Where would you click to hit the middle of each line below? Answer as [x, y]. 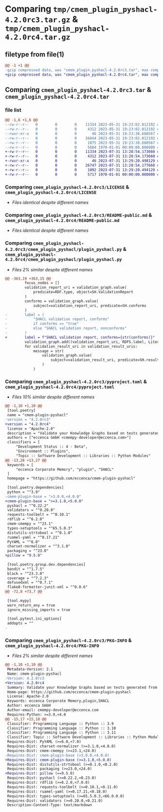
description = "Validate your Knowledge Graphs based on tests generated [83, 433]
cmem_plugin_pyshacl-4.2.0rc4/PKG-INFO [52, 646]
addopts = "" [20, 623]
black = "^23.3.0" [26, 573]
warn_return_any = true [31, 605]
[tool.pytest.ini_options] [34, 619]
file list [13, 110]
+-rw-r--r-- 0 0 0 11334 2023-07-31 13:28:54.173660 [80, 152]
